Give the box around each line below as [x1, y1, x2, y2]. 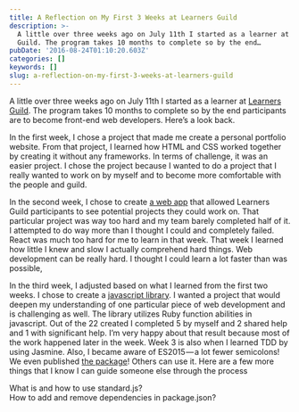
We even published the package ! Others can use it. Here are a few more [9, 356, 275, 367]
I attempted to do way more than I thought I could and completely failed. [9, 225, 275, 235]
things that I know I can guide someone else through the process [9, 365, 248, 375]
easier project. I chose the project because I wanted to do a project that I [9, 160, 277, 170]
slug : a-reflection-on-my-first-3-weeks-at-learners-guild [9, 71, 234, 80]
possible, [9, 262, 43, 273]
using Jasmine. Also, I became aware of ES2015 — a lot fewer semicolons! [9, 346, 280, 357]
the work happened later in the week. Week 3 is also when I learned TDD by [9, 336, 288, 348]
